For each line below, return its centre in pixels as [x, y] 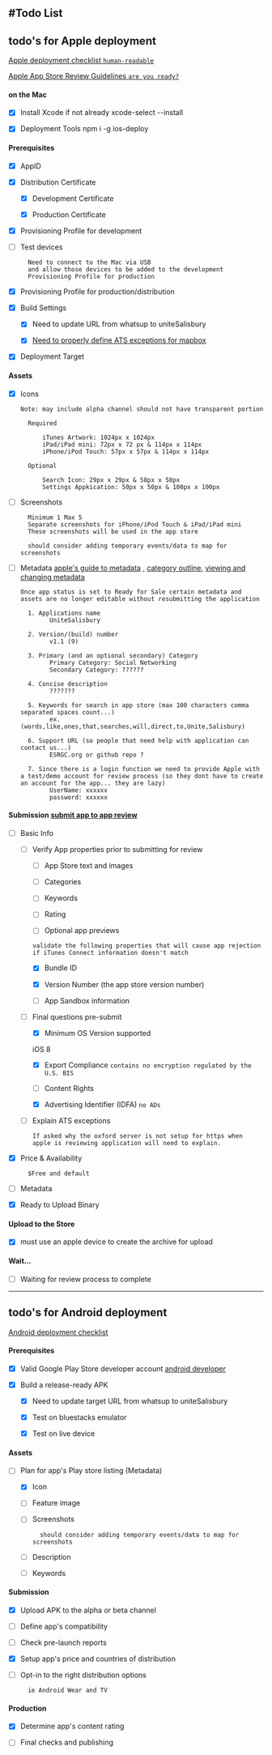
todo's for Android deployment [88, 1312]
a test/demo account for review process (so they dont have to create [142, 776]
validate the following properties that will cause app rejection [147, 946]
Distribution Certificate [58, 182]
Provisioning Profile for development [81, 231]
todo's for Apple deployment [82, 41]
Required [42, 423]
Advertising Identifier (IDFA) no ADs [102, 1104]
